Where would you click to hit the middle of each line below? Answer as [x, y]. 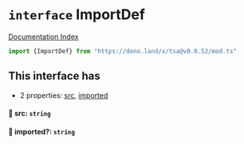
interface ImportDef [77, 15]
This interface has [55, 76]
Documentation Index [43, 37]
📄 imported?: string [42, 131]
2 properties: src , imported [64, 95]
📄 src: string [30, 114]
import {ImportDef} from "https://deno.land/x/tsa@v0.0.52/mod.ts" [123, 51]
